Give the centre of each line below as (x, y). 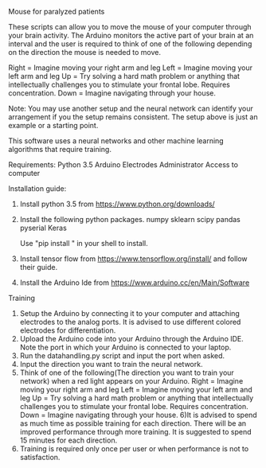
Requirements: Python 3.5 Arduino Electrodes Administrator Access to (123, 165)
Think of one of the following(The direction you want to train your (127, 372)
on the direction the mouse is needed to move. (85, 52)
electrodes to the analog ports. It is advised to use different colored (130, 322)
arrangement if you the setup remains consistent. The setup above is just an (133, 117)
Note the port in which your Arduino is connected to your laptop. (125, 347)
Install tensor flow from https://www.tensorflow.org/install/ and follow (134, 259)
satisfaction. (40, 457)
